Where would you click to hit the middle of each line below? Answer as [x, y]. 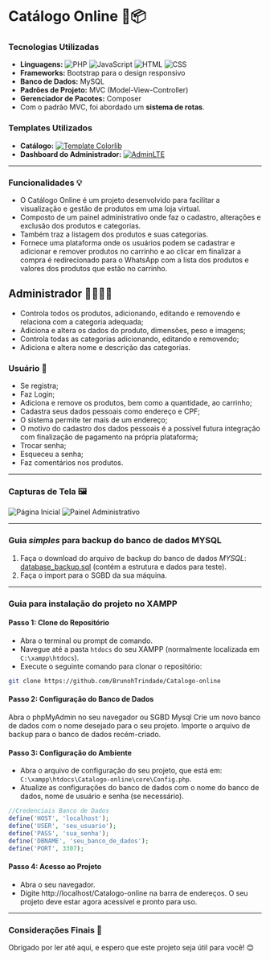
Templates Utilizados [50, 128]
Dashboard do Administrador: [71, 154]
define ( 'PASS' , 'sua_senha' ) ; [59, 833]
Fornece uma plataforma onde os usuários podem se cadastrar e [127, 243]
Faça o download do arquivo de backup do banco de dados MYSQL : [133, 558]
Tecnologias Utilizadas [54, 47]
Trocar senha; [43, 446]
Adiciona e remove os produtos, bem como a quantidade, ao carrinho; [136, 403]
